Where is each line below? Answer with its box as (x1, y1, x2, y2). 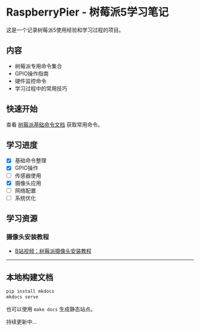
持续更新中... (6, 318, 37, 325)
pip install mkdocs (6, 289, 55, 295)
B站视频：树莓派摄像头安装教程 (14, 248, 92, 255)
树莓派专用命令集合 (14, 62, 62, 69)
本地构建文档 (6, 272, 54, 282)
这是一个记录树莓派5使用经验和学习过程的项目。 (6, 26, 124, 33)
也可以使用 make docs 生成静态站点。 (6, 305, 96, 313)
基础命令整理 (14, 157, 46, 164)
